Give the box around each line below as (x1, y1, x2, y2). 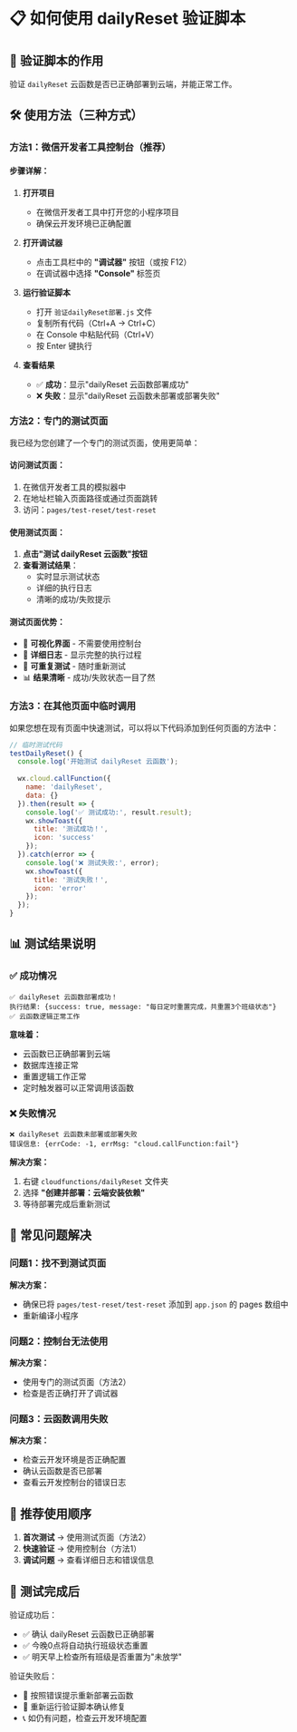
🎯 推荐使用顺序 (9, 1506, 92, 1522)
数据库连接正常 (22, 1059, 79, 1070)
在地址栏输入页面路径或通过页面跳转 (22, 493, 158, 504)
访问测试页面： (9, 460, 65, 471)
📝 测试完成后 (9, 1583, 80, 1599)
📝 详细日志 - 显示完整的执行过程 (22, 649, 142, 660)
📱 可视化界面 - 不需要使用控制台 (22, 638, 142, 649)
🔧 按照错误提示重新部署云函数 (22, 1689, 134, 1700)
